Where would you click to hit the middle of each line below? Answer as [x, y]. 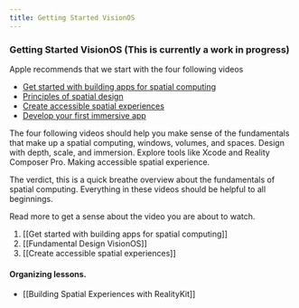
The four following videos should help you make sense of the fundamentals [149, 133]
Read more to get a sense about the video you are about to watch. [132, 216]
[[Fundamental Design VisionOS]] [84, 243]
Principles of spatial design [73, 96]
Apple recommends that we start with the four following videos [126, 69]
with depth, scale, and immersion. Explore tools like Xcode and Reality [140, 152]
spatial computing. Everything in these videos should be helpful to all [138, 189]
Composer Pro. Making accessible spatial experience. [110, 162]
